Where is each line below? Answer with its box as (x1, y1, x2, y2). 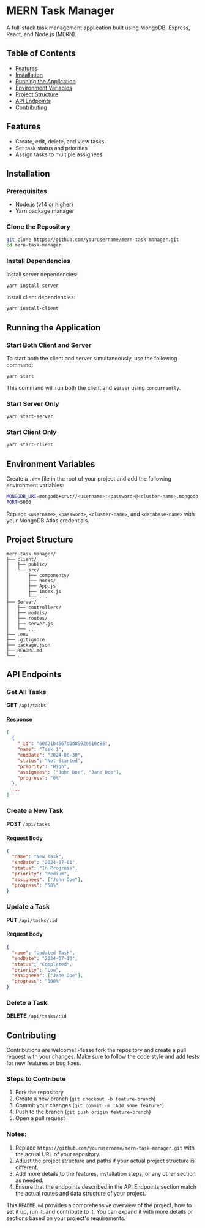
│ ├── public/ (6, 562, 48, 568)
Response (6, 715, 32, 723)
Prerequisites (6, 186, 47, 195)
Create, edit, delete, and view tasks (15, 137, 105, 145)
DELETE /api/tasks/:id (6, 1012, 67, 1020)
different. (15, 1163, 39, 1171)
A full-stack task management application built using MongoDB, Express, (6, 24, 191, 31)
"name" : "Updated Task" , (12, 950, 75, 956)
